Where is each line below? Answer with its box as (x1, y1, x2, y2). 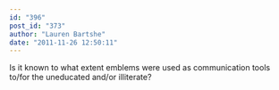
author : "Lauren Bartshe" (9, 29, 106, 38)
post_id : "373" (9, 21, 66, 30)
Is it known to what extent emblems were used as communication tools (9, 62, 271, 73)
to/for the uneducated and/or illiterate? (9, 72, 152, 83)
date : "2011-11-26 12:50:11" (9, 37, 118, 47)
